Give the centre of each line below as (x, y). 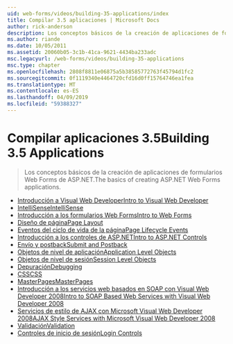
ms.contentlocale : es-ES (43, 91)
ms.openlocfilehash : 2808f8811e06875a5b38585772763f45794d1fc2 (101, 71)
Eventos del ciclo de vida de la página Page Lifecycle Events (103, 230)
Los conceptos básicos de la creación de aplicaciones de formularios (123, 172)
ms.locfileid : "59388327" (44, 104)
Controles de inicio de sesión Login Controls (79, 333)
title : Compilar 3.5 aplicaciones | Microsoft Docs (83, 20)
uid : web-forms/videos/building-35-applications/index (88, 14)
